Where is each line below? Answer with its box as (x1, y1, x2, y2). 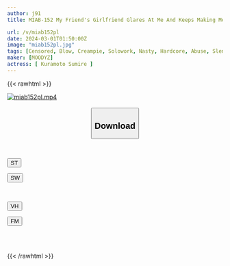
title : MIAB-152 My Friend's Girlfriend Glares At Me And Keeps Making (7, 16, 216, 23)
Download (94, 121, 136, 131)
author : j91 (7, 10, 41, 17)
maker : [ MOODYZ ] (7, 54, 53, 62)
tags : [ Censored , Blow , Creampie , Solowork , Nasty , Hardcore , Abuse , (7, 48, 210, 55)
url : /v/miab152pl (7, 29, 60, 36)
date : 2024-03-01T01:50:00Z (7, 35, 88, 42)
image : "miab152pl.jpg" (7, 42, 75, 49)
